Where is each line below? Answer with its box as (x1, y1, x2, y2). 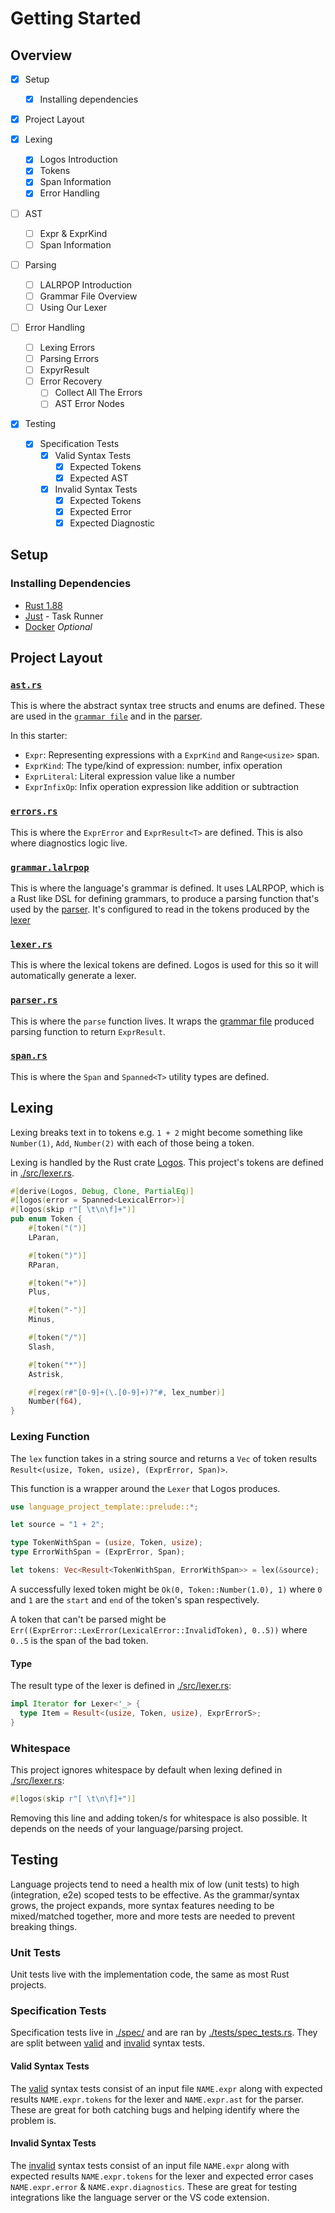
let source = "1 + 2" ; (10, 1520, 105, 1530)
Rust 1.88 (24, 599, 63, 611)
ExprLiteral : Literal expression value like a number (24, 770, 236, 782)
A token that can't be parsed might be (10, 1613, 167, 1625)
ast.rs (10, 679, 43, 691)
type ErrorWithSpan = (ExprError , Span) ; (10, 1547, 186, 1557)
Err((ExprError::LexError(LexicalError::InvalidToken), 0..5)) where (10, 1623, 308, 1636)
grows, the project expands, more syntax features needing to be (10, 1899, 275, 1911)
